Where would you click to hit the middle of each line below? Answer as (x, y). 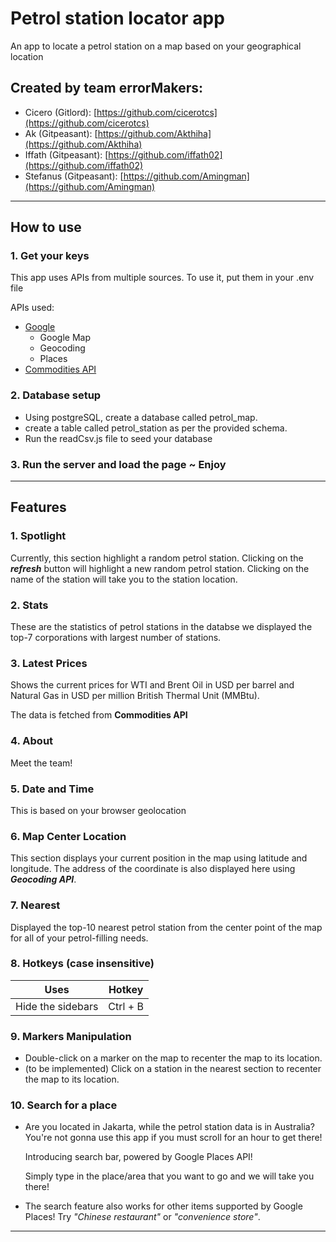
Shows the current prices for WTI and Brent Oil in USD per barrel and (152, 685)
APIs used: (32, 308)
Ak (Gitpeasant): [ (61, 133)
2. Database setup (56, 395)
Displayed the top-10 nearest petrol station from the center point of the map (166, 927)
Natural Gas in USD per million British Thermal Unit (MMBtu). (135, 696)
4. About (32, 741)
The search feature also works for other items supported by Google (163, 1206)
